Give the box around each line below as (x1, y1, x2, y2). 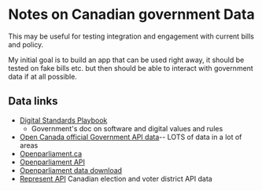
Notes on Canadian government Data (8, 6, 255, 24)
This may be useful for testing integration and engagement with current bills (8, 31, 254, 41)
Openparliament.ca (19, 149, 83, 158)
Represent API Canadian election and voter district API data (19, 174, 212, 183)
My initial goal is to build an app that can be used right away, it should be (8, 55, 245, 64)
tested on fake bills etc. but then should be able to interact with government (8, 63, 253, 72)
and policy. (8, 39, 44, 49)
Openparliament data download (19, 165, 123, 174)
